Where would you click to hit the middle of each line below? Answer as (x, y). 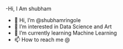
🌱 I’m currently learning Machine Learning (65, 33)
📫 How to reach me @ (42, 39)
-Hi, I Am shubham (29, 9)
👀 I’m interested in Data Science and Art (63, 27)
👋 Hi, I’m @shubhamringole (48, 20)
